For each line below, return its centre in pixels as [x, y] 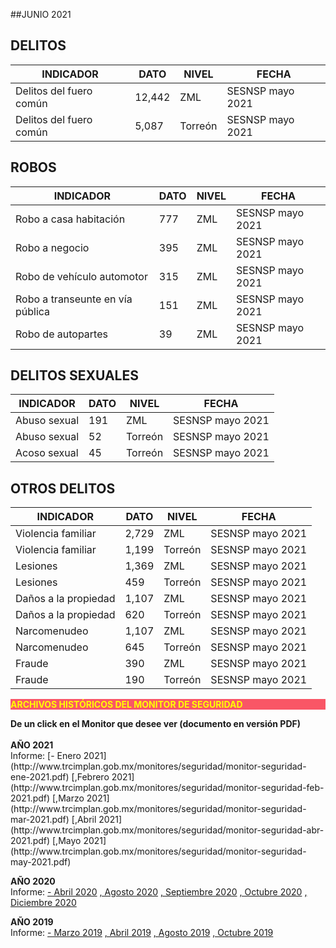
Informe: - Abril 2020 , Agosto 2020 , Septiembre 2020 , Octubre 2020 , [159, 892]
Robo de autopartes [61, 334]
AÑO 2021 [32, 745]
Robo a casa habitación [70, 219]
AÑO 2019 [32, 922]
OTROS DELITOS [63, 488]
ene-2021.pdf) [40, 777]
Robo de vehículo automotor [81, 276]
